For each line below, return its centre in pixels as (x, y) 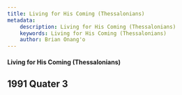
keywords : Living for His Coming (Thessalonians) (93, 33)
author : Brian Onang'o (53, 40)
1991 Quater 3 (38, 84)
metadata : (22, 20)
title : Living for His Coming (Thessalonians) (76, 14)
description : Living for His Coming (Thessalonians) (98, 27)
